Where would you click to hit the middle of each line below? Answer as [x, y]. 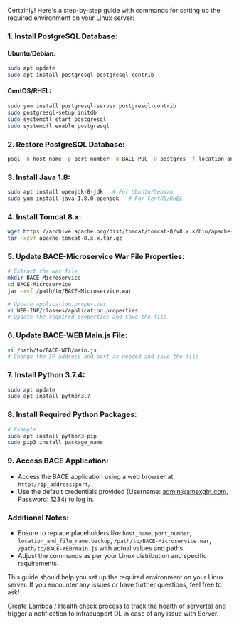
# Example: [23, 429]
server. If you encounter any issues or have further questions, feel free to [115, 584]
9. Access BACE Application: [58, 461]
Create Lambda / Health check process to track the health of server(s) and [117, 606]
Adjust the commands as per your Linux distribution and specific [112, 555]
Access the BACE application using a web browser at [95, 476]
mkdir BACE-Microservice [44, 278]
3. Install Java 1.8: [39, 177]
